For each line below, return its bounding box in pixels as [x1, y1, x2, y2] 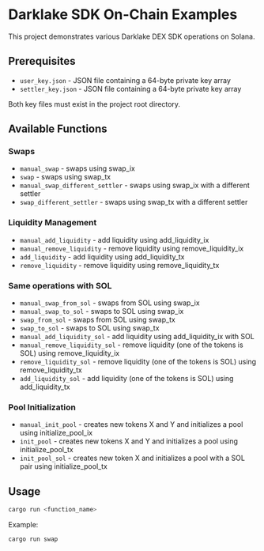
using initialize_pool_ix [19, 428, 93, 438]
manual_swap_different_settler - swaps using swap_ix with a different [19, 180, 251, 191]
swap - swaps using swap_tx [19, 172, 111, 182]
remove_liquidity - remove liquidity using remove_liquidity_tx [19, 260, 220, 270]
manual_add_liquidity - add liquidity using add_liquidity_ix [19, 235, 209, 244]
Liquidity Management [8, 217, 97, 228]
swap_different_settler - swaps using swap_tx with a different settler [19, 198, 248, 207]
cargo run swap [8, 535, 58, 543]
